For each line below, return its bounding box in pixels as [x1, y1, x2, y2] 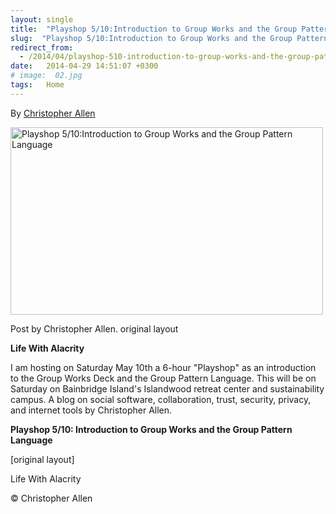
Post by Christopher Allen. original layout [10, 322, 179, 335]
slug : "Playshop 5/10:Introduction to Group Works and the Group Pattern [10, 33, 329, 43]
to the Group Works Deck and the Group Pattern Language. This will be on [10, 372, 317, 384]
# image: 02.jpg [10, 71, 83, 81]
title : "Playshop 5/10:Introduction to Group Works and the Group [10, 24, 298, 34]
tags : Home [10, 80, 65, 90]
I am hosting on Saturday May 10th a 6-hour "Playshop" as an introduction [10, 361, 317, 373]
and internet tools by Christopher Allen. [10, 404, 173, 416]
